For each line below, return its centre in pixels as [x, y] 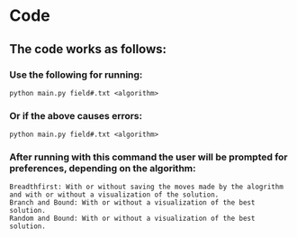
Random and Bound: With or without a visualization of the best [132, 219]
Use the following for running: [76, 75]
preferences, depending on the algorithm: [103, 169]
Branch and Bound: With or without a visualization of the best [132, 203]
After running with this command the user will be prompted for [148, 157]
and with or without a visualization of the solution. [114, 195]
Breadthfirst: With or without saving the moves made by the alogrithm [146, 187]
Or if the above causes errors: [76, 115]
